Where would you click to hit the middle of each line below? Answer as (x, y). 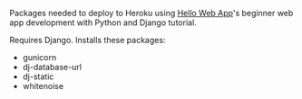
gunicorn (39, 57)
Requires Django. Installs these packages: (88, 40)
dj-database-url (52, 67)
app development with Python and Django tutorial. (103, 22)
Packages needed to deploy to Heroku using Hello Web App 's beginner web (151, 13)
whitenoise (43, 86)
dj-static (38, 76)
